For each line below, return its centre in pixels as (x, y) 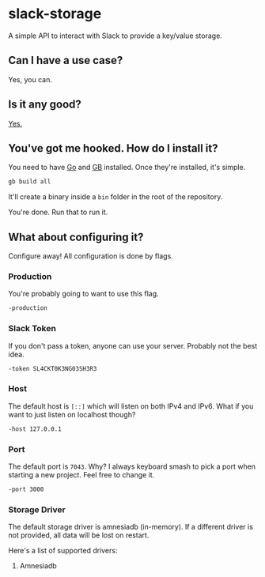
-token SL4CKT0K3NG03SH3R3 (53, 368)
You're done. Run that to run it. (58, 212)
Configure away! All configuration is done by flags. (91, 256)
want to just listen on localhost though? (72, 414)
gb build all (30, 182)
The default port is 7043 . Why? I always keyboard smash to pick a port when (132, 466)
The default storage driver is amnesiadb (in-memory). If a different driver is (131, 527)
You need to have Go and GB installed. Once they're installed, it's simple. (127, 168)
